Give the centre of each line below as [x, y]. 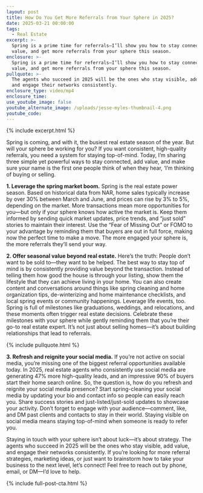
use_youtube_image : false [39, 102]
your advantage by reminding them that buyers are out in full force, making [100, 232]
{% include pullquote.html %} [43, 345]
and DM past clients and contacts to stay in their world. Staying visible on [98, 415]
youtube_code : [24, 113]
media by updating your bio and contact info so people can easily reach [96, 395]
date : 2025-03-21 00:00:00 [40, 23]
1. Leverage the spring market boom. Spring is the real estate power [92, 186]
